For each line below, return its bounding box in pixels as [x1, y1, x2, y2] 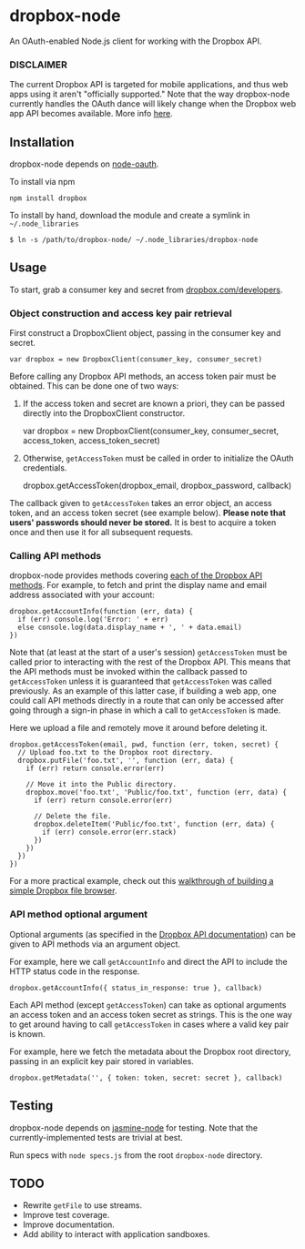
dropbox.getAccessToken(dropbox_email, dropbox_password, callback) [22, 480, 292, 492]
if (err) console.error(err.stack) [42, 828, 178, 838]
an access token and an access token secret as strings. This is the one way [9, 1009, 293, 1020]
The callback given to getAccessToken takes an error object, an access [9, 498, 272, 509]
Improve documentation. [22, 1219, 116, 1230]
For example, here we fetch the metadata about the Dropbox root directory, [9, 1046, 291, 1057]
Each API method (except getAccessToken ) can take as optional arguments [9, 999, 287, 1010]
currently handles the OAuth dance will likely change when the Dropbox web [9, 98, 297, 109]
